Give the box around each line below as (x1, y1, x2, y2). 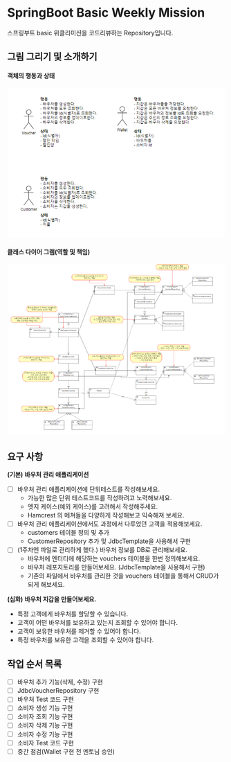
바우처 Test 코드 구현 (17, 695, 74, 704)
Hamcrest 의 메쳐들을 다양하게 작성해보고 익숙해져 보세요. (27, 511, 185, 520)
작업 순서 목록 (7, 658, 62, 670)
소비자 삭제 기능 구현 (17, 721, 73, 729)
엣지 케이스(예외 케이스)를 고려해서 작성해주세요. (27, 502, 158, 511)
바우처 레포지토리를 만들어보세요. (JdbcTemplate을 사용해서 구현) (27, 563, 205, 571)
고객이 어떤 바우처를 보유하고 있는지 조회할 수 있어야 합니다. (17, 619, 178, 627)
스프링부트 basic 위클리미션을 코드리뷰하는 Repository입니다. (7, 28, 174, 37)
